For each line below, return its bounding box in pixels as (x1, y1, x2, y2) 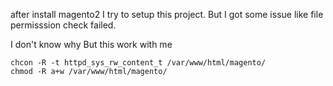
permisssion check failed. (10, 19, 117, 31)
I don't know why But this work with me (10, 39, 173, 50)
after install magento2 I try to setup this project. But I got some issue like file (10, 9, 324, 20)
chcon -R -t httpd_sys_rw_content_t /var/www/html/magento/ (10, 58, 267, 68)
